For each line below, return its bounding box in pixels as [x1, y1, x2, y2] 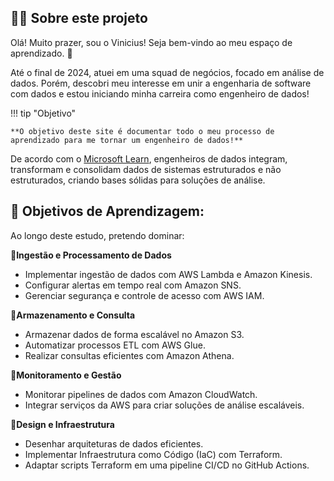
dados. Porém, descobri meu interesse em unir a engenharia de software [10, 77, 312, 89]
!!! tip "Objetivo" [10, 107, 77, 119]
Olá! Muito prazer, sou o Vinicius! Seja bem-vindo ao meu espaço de [10, 36, 293, 48]
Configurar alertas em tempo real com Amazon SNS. [24, 279, 242, 291]
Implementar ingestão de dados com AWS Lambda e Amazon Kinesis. [24, 268, 313, 280]
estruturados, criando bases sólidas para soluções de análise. [10, 174, 266, 186]
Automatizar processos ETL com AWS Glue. [24, 339, 206, 351]
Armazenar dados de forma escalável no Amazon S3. [24, 328, 245, 340]
